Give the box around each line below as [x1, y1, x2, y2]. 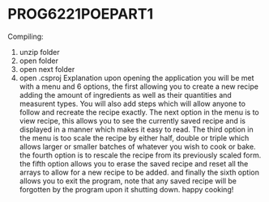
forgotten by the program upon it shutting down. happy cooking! [19, 184, 234, 194]
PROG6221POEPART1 [7, 5, 154, 23]
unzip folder [19, 47, 60, 57]
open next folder [19, 64, 75, 74]
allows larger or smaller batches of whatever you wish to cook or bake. [19, 141, 256, 151]
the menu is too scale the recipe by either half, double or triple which [19, 133, 250, 142]
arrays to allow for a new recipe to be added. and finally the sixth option [19, 167, 260, 177]
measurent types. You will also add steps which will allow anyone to [19, 99, 246, 108]
